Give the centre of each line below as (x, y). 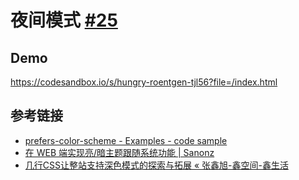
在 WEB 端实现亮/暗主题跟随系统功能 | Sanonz (119, 152)
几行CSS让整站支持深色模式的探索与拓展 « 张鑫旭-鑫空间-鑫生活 (156, 165)
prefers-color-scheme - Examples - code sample (126, 140)
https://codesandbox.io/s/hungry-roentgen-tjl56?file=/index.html (144, 82)
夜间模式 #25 (64, 20)
